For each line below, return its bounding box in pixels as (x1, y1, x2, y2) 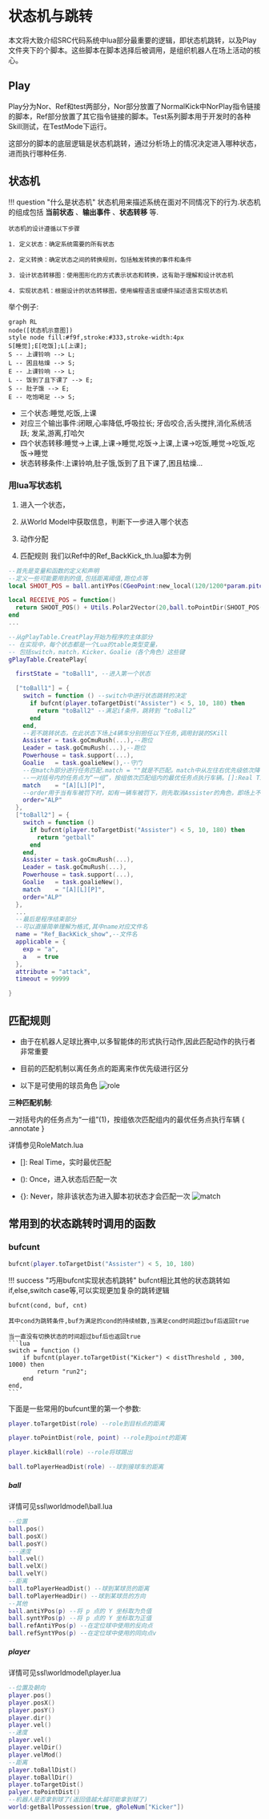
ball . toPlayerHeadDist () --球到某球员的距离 (8, 1584, 150, 1592)
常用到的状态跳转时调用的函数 (8, 1217, 156, 1231)
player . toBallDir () (8, 1773, 74, 1781)
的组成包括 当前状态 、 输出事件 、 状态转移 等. (8, 207, 159, 216)
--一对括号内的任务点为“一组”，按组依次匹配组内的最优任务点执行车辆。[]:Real (22, 774, 253, 782)
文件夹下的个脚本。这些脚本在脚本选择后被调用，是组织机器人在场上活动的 (8, 45, 254, 55)
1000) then (8, 1360, 45, 1368)
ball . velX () (8, 1562, 48, 1570)
